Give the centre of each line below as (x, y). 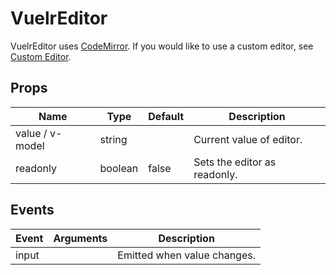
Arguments (80, 238)
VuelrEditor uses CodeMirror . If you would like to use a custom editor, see (162, 46)
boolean (119, 168)
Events (32, 210)
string (113, 139)
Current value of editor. (248, 139)
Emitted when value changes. (186, 255)
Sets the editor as (235, 162)
